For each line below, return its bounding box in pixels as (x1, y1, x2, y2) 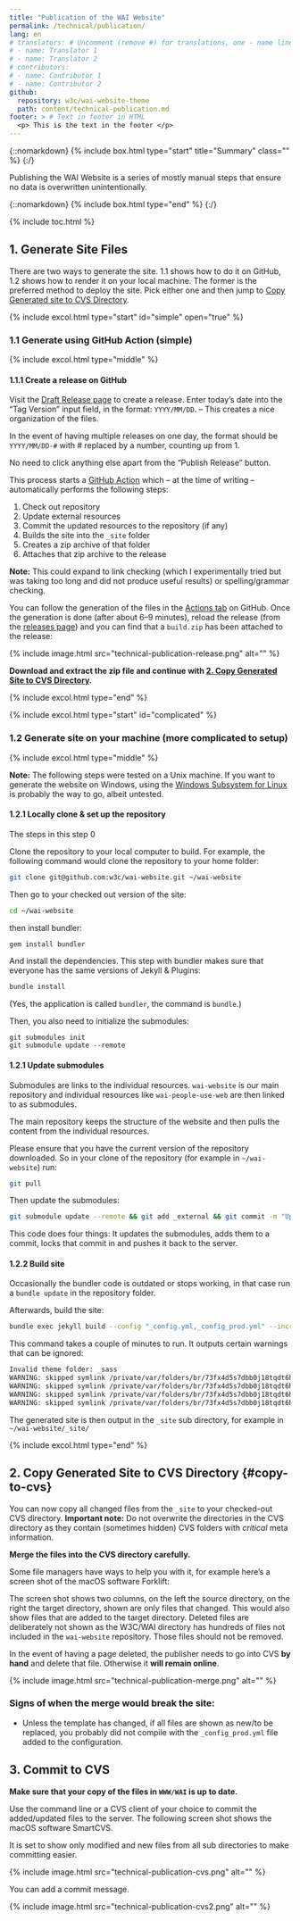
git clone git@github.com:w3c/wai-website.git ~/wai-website (9, 872, 242, 882)
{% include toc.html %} (9, 216, 96, 227)
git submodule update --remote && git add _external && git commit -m (9, 1212, 278, 1221)
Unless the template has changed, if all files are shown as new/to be (21, 1717, 274, 1728)
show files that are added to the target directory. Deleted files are (9, 1612, 250, 1623)
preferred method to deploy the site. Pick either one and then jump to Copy (9, 285, 286, 295)
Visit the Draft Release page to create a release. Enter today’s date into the (9, 395, 283, 405)
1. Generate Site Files (9, 242, 129, 257)
